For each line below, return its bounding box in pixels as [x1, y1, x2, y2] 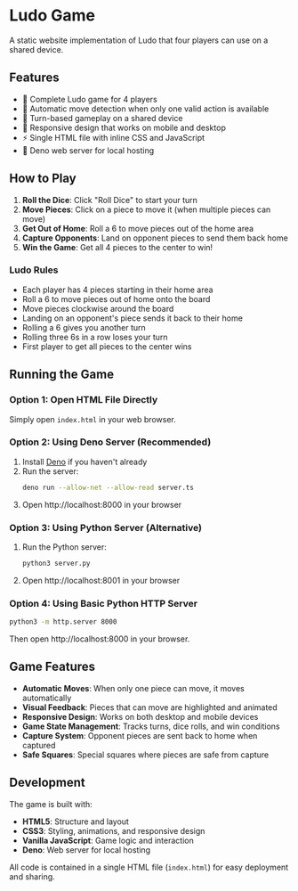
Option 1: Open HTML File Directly [9, 394, 158, 406]
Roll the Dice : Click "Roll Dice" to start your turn [21, 194, 198, 205]
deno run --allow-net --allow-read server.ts [21, 483, 194, 492]
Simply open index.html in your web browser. [9, 413, 176, 424]
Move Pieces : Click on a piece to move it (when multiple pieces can [21, 204, 271, 215]
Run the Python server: [21, 542, 107, 552]
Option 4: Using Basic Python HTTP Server [9, 597, 198, 609]
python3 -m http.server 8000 [9, 617, 117, 626]
